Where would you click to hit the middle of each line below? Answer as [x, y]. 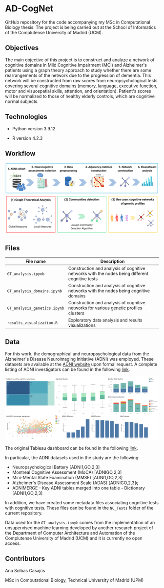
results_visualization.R [32, 323]
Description [113, 261]
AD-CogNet [29, 9]
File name [36, 261]
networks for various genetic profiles [105, 308]
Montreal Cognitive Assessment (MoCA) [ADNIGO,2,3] [67, 472]
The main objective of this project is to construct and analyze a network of [80, 60]
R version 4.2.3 [27, 138]
